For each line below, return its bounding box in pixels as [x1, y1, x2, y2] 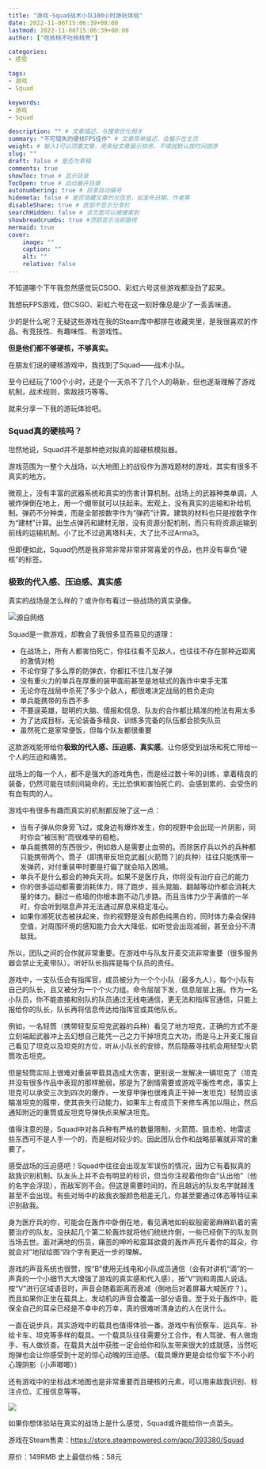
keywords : [8, 98, 41, 107]
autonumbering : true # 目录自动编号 [8, 187, 122, 195]
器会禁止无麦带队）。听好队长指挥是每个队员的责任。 [8, 958, 178, 968]
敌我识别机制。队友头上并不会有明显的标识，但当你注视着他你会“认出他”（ [8, 1171, 251, 1181]
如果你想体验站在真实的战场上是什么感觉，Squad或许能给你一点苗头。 [8, 1418, 237, 1428]
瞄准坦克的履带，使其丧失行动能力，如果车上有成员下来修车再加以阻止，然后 [8, 1098, 258, 1107]
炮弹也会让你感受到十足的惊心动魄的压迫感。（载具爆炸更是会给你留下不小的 [8, 1350, 255, 1360]
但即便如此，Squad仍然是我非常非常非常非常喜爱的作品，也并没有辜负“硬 [8, 545, 248, 554]
